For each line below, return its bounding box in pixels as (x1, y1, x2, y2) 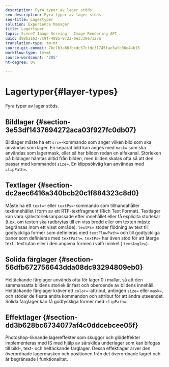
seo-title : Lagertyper (5, 17, 53, 22)
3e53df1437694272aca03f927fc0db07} (5, 125, 136, 134)
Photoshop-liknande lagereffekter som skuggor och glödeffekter (5, 334, 141, 340)
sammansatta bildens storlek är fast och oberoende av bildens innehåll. (5, 282, 155, 288)
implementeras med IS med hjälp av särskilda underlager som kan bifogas (5, 340, 160, 346)
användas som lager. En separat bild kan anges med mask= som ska (5, 145, 146, 150)
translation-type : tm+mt (5, 41, 58, 46)
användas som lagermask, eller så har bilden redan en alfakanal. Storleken (5, 150, 161, 156)
